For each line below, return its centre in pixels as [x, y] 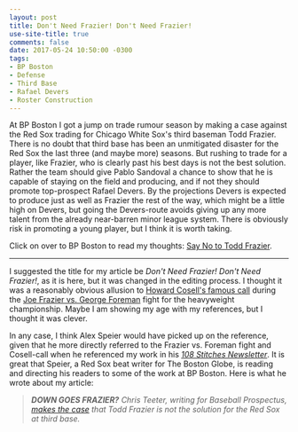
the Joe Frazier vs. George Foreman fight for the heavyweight [122, 300]
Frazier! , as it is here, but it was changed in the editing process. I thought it [145, 281]
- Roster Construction [51, 100]
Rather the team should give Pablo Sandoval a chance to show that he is [141, 172]
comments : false [39, 42]
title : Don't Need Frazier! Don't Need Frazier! [101, 26]
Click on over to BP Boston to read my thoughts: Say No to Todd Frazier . [141, 246]
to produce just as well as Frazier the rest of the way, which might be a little [147, 200]
